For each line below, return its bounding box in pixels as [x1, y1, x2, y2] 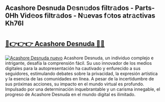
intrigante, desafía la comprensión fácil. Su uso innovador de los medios [5, 60, 152, 66]
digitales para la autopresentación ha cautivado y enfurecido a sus [5, 66, 141, 71]
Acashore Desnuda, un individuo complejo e [63, 55, 154, 61]
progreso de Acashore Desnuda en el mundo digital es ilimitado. [5, 92, 136, 97]
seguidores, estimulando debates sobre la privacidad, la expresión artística [5, 71, 158, 76]
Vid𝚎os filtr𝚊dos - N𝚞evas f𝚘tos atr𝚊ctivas [19, 12, 156, 20]
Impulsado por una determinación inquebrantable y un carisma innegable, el [5, 86, 161, 92]
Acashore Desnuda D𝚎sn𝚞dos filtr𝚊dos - [5, 4, 134, 12]
